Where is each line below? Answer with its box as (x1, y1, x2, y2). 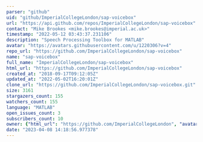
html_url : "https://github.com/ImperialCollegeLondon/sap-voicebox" (6, 65, 182, 71)
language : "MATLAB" (6, 104, 56, 111)
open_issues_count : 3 (6, 110, 61, 116)
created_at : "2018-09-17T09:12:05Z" (6, 71, 98, 77)
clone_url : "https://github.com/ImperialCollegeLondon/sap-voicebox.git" (6, 82, 196, 88)
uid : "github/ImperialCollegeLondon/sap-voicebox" (6, 15, 137, 21)
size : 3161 (6, 88, 34, 94)
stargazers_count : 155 (6, 93, 63, 99)
